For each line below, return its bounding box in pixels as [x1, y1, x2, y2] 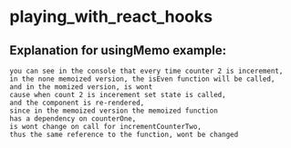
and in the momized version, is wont [9, 83, 153, 92]
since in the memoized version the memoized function [9, 106, 219, 115]
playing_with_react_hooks [9, 6, 213, 27]
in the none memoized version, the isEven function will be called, [9, 74, 275, 84]
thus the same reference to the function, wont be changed [9, 130, 239, 139]
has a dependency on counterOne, [9, 114, 137, 123]
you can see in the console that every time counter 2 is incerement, [9, 66, 284, 75]
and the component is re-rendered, [9, 98, 145, 107]
